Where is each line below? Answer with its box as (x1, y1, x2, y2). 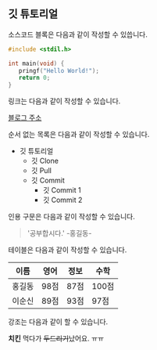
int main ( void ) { (8, 60, 65, 67)
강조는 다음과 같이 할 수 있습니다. (8, 317, 109, 327)
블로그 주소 (8, 113, 42, 123)
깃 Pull (30, 166, 52, 175)
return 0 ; (18, 74, 51, 82)
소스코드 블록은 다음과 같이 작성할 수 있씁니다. (8, 30, 148, 39)
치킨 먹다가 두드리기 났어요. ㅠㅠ (8, 334, 105, 343)
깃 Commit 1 (42, 186, 81, 195)
